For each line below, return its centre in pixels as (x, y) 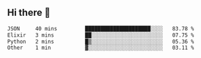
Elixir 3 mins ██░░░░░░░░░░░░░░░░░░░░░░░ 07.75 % (101, 35)
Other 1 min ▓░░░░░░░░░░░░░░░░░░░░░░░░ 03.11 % (101, 48)
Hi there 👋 (29, 13)
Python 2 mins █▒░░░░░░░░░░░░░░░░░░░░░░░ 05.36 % (101, 41)
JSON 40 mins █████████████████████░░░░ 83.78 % (101, 28)
